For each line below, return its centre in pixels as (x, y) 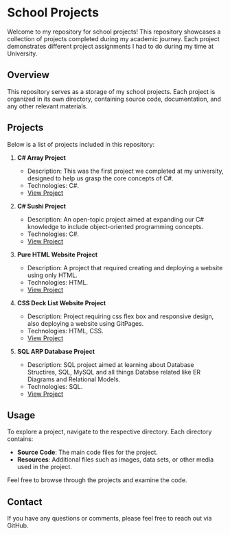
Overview (28, 75)
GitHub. (18, 525)
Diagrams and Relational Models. (74, 379)
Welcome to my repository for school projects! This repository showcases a (114, 32)
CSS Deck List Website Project (61, 302)
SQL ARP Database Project (56, 351)
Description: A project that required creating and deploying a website (125, 267)
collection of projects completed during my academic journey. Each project (113, 38)
